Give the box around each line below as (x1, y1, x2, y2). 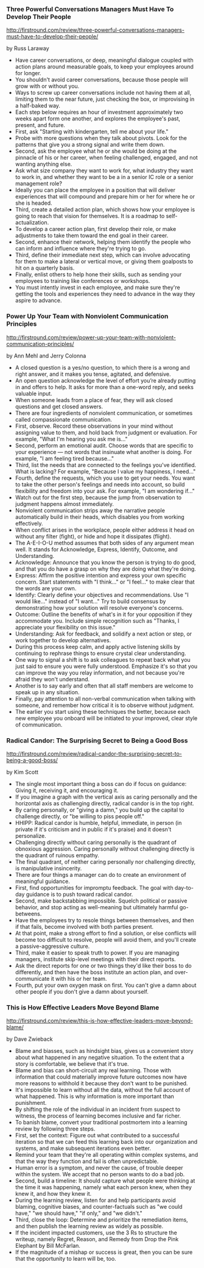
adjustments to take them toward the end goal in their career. (15, 232, 169, 240)
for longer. (15, 70, 41, 77)
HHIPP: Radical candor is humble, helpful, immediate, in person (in (15, 819, 182, 826)
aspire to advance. (15, 297, 62, 304)
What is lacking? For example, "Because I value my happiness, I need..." (15, 467, 196, 475)
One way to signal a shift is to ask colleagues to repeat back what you (15, 656, 191, 663)
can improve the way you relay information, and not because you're (15, 669, 185, 676)
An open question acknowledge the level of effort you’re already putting (15, 376, 196, 384)
